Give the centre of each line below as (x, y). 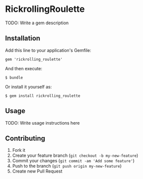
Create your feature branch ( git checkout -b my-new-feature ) (75, 156)
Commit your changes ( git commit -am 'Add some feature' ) (73, 161)
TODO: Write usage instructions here (42, 123)
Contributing (25, 138)
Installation (23, 38)
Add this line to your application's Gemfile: (48, 50)
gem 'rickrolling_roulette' (34, 59)
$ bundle (14, 78)
